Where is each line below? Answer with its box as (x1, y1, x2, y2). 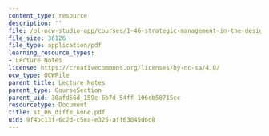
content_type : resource (8, 11, 88, 20)
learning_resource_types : (8, 49, 94, 57)
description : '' (8, 19, 62, 27)
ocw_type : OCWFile (8, 71, 70, 79)
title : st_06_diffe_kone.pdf (8, 109, 106, 117)
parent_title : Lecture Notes (8, 78, 106, 86)
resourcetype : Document (8, 101, 88, 109)
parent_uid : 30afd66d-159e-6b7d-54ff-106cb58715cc (8, 94, 181, 102)
